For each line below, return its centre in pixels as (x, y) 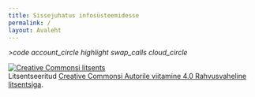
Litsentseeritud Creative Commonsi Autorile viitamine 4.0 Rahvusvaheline (127, 76)
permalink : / (30, 23)
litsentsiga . (26, 84)
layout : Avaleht (35, 30)
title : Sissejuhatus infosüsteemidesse (74, 15)
